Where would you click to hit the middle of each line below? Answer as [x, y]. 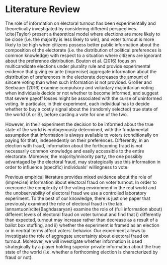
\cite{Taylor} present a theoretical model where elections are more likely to [83, 34]
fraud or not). [19, 257]
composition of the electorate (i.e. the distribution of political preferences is [83, 50]
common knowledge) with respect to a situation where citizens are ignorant [83, 55]
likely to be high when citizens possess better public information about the [82, 44]
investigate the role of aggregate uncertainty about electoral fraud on [77, 236]
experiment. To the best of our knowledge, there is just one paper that [78, 198]
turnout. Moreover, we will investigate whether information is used [74, 241]
